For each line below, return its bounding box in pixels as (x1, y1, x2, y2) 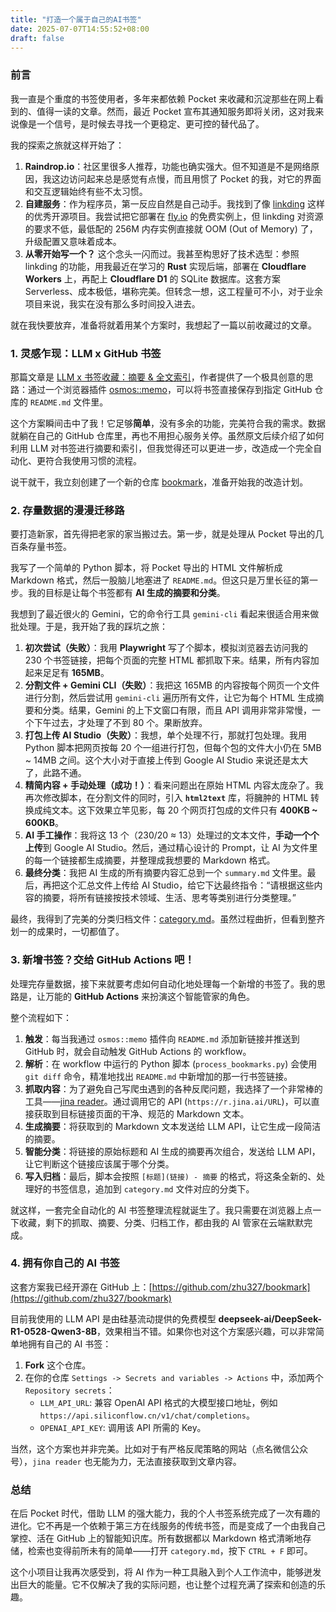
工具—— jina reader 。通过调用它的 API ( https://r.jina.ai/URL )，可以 (24, 1095, 312, 1107)
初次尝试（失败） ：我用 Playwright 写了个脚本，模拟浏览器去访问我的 (24, 642, 309, 654)
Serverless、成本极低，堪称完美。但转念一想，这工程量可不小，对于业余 (24, 285, 324, 297)
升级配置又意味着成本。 (24, 235, 122, 247)
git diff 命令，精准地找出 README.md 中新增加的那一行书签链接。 (24, 1070, 293, 1082)
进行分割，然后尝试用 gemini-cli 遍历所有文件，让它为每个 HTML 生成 (24, 692, 316, 704)
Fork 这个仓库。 (24, 1359, 92, 1371)
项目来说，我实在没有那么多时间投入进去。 (24, 297, 201, 310)
